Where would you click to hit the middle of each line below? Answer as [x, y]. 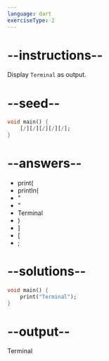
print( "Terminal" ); [49, 297]
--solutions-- [47, 271]
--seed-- [34, 103]
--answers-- [45, 164]
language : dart [30, 14]
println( [28, 190]
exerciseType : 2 [31, 20]
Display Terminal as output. [47, 75]
